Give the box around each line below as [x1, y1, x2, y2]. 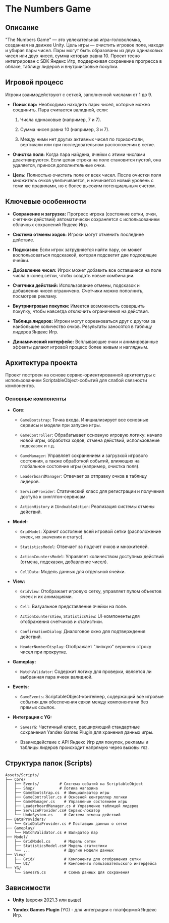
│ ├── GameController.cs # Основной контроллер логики [5, 794, 128, 800]
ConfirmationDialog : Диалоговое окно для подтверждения [20, 628, 146, 634]
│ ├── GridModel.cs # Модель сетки [5, 838, 96, 844]
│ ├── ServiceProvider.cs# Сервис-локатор [5, 808, 100, 813]
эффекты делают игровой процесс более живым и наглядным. [12, 344, 149, 350]
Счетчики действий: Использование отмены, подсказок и [12, 282, 140, 288]
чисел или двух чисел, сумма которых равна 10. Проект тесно [5, 53, 140, 59]
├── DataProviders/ [5, 817, 46, 822]
